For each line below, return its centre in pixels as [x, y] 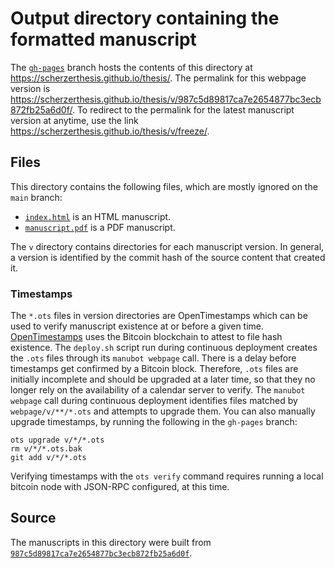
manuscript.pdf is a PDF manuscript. [100, 227]
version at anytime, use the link [74, 120]
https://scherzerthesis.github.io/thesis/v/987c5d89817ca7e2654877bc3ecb [166, 99]
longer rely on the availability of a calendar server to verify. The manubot [158, 390]
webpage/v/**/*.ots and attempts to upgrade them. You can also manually [163, 411]
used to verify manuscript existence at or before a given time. [137, 326]
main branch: [36, 197]
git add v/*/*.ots [48, 458]
